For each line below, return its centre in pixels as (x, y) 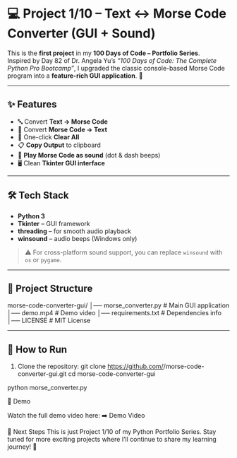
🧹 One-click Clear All (48, 137)
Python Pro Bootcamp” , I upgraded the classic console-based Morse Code (116, 68)
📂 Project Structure (50, 288)
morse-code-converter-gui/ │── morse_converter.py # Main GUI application (119, 305)
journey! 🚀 (22, 447)
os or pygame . (43, 259)
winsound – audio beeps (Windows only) (77, 238)
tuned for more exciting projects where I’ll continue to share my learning (112, 440)
